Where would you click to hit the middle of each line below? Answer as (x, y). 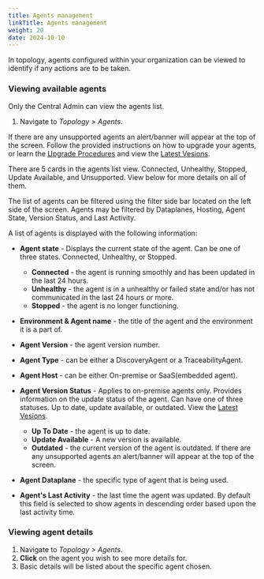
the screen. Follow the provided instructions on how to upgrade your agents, (132, 145)
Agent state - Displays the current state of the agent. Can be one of (130, 248)
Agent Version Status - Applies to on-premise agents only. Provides (131, 390)
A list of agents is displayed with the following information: (103, 233)
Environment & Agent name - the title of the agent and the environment (136, 321)
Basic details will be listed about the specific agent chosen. (115, 566)
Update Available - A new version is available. (106, 439)
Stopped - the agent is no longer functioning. (105, 306)
